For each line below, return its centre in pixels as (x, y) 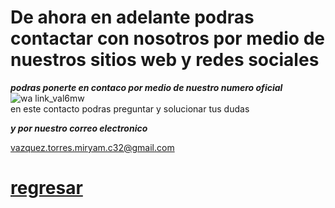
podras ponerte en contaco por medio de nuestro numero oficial (146, 87)
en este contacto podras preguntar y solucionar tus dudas (130, 108)
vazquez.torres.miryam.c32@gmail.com (92, 147)
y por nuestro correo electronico (79, 128)
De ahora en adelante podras (132, 17)
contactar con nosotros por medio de (167, 38)
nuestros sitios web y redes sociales (165, 60)
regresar (46, 188)
